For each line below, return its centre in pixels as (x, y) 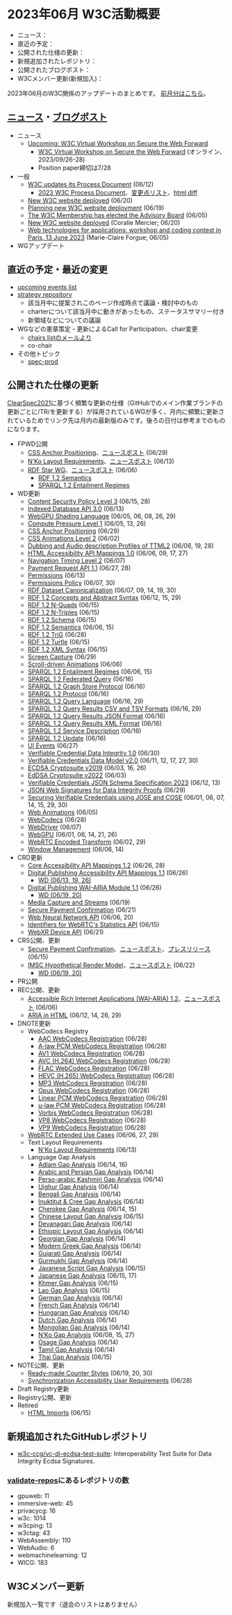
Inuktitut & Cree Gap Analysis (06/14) (91, 1202)
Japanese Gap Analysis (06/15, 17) (87, 1276)
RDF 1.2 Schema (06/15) (62, 620)
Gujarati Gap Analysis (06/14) (80, 1253)
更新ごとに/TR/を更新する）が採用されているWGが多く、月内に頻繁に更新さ (116, 412)
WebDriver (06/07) (55, 827)
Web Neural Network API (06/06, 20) (81, 918)
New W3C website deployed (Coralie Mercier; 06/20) (104, 222)
